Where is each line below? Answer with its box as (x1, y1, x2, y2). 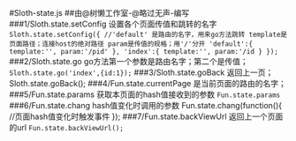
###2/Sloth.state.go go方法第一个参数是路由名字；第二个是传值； (9, 56, 249, 66)
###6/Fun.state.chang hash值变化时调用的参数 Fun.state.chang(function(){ (9, 100, 283, 110)
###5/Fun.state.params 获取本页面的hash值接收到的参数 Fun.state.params (9, 89, 281, 100)
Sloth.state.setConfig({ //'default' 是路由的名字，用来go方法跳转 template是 (9, 30, 287, 39)
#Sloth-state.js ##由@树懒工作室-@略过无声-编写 (9, 8, 190, 18)
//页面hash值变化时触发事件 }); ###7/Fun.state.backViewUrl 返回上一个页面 (9, 111, 284, 122)
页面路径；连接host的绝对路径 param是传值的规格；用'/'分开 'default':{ (9, 40, 254, 48)
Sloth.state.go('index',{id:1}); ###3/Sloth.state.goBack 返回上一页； (9, 67, 274, 78)
